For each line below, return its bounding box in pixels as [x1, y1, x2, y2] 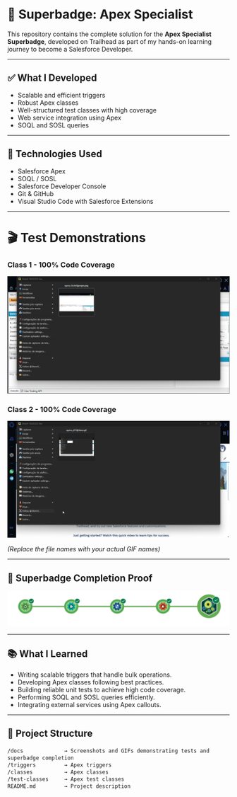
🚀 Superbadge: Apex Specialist [7, 6, 193, 23]
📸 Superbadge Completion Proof [7, 572, 153, 584]
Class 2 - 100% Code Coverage [7, 404, 116, 414]
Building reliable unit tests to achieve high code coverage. [17, 685, 186, 694]
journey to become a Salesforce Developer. [7, 45, 133, 53]
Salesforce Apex [17, 166, 66, 176]
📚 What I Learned [7, 648, 88, 660]
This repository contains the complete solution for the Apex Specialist [7, 30, 212, 38]
